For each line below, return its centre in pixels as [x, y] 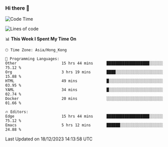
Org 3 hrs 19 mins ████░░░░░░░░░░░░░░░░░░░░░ [84, 72]
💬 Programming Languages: [32, 59]
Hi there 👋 [18, 8]
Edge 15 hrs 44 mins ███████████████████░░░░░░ [84, 116]
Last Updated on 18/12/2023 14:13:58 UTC [49, 139]
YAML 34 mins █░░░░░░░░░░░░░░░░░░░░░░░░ [84, 90]
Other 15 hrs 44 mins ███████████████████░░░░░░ [84, 63]
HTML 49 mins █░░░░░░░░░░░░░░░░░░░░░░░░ [84, 81]
